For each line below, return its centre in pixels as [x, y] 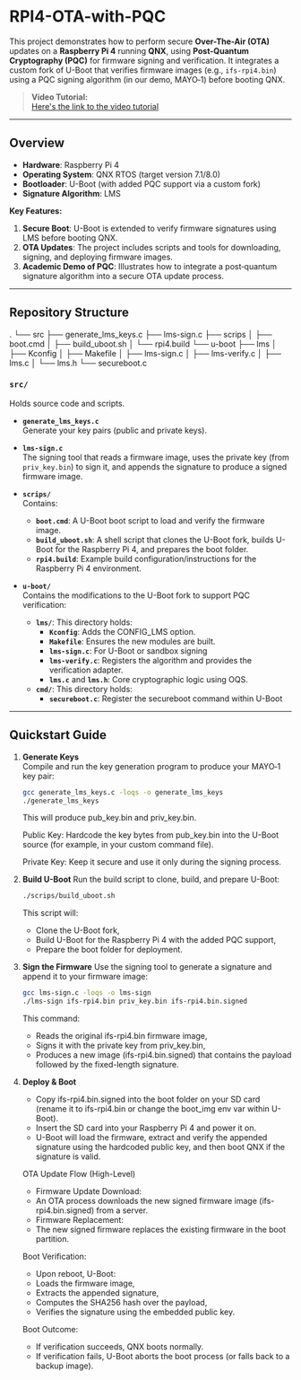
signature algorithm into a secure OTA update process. [123, 276]
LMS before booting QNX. [70, 237]
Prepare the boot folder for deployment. [109, 950]
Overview [37, 143]
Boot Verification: [54, 1257]
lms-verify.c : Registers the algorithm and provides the [150, 660]
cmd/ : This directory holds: [84, 689]
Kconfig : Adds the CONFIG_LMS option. [122, 631]
